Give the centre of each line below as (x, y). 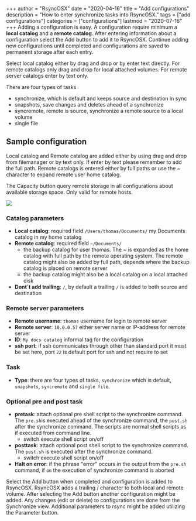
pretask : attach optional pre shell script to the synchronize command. (99, 414)
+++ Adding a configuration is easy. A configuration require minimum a (92, 27)
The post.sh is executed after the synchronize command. (84, 451)
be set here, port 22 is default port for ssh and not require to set (91, 352)
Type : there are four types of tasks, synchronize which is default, (93, 380)
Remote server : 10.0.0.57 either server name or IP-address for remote (100, 327)
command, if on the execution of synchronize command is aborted (94, 470)
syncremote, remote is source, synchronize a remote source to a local (99, 111)
